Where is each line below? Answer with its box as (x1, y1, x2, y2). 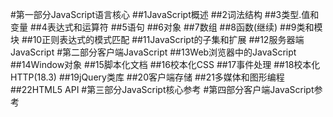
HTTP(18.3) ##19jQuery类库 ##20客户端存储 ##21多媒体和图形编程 (10, 71, 285, 83)
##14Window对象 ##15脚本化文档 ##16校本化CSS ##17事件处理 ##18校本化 (10, 59, 321, 70)
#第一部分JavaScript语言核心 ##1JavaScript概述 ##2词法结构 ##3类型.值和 (10, 9, 320, 20)
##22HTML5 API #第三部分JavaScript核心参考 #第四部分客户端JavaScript (10, 84, 315, 95)
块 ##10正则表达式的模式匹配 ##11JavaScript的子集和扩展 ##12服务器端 (10, 34, 305, 45)
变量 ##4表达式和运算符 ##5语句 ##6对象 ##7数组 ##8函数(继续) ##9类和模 (10, 21, 323, 33)
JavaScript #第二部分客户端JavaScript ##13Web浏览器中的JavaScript (10, 46, 297, 58)
